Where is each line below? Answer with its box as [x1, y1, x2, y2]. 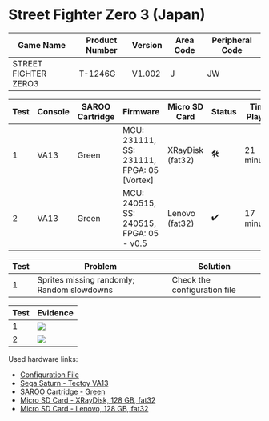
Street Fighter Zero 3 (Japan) [8, 6, 206, 24]
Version [131, 39, 163, 50]
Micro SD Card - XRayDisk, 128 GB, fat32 [19, 395, 156, 405]
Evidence [37, 307, 74, 318]
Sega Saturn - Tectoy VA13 [19, 378, 109, 387]
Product [86, 34, 118, 46]
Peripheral [211, 34, 252, 46]
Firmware [122, 106, 160, 117]
